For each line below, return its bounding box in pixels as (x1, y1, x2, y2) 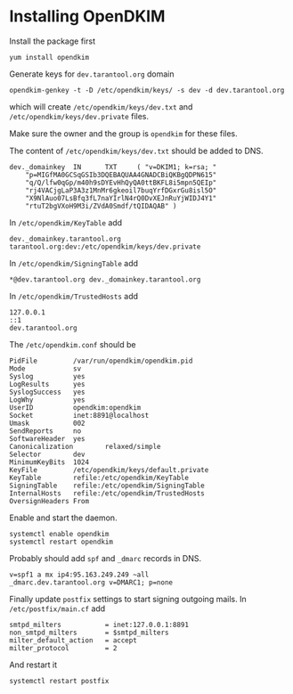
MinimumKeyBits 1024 (9, 457, 90, 467)
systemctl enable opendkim (9, 529, 110, 538)
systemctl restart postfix (9, 676, 110, 685)
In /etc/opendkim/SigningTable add (9, 257, 139, 268)
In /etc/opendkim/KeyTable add (9, 216, 123, 228)
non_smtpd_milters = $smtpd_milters (9, 628, 169, 637)
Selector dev (9, 450, 86, 459)
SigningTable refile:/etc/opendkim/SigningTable (9, 481, 205, 490)
